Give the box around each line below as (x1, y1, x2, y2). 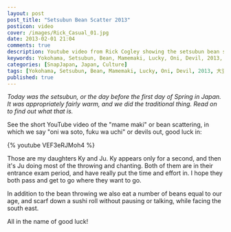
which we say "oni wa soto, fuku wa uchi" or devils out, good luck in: (7, 128, 202, 136)
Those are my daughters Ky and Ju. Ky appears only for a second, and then (7, 154, 221, 163)
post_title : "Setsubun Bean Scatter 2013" (7, 16, 131, 23)
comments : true (7, 42, 51, 49)
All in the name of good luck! (7, 218, 89, 226)
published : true (7, 73, 54, 81)
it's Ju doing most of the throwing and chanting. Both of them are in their (7, 162, 213, 170)
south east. (7, 204, 39, 213)
